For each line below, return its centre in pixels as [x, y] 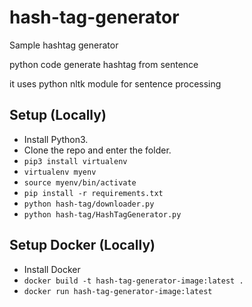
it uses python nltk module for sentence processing [115, 83]
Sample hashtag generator [64, 45]
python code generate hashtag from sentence [104, 64]
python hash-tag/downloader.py [89, 204]
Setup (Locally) [58, 115]
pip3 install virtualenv [75, 161]
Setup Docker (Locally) [82, 245]
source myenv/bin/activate [80, 182]
